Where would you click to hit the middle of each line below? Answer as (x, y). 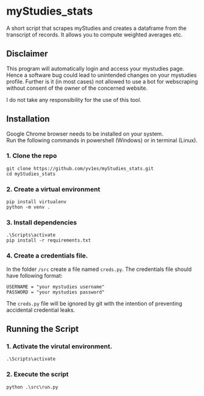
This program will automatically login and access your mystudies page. (95, 68)
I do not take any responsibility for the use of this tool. (74, 99)
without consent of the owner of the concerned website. (77, 88)
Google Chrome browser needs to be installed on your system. (85, 134)
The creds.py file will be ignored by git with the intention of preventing (94, 303)
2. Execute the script (37, 375)
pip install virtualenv (37, 202)
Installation (28, 119)
